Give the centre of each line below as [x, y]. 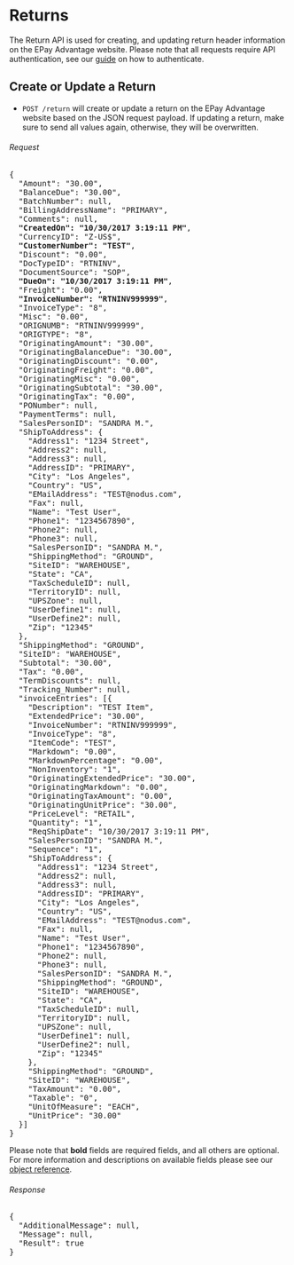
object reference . [41, 1169]
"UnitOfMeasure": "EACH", [84, 1107]
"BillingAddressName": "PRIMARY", [93, 210]
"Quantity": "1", [66, 822]
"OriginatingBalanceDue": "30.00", [96, 352]
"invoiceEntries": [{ [65, 698]
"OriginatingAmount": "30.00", [86, 343]
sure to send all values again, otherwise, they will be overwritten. [140, 127]
